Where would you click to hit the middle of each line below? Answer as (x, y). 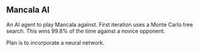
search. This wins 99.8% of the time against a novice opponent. (86, 31)
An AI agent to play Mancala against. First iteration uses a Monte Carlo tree (100, 24)
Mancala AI (28, 10)
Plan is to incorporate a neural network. (55, 42)
